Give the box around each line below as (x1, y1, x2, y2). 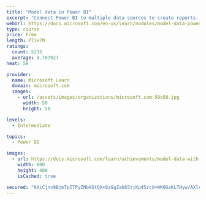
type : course (6, 26, 40, 33)
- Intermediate (12, 122, 51, 129)
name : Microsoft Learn (12, 77, 70, 83)
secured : (6, 184, 29, 190)
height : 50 (22, 106, 51, 112)
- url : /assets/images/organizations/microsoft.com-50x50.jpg (17, 94, 180, 101)
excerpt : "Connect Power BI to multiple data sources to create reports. (6, 15, 199, 21)
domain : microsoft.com (12, 83, 70, 89)
